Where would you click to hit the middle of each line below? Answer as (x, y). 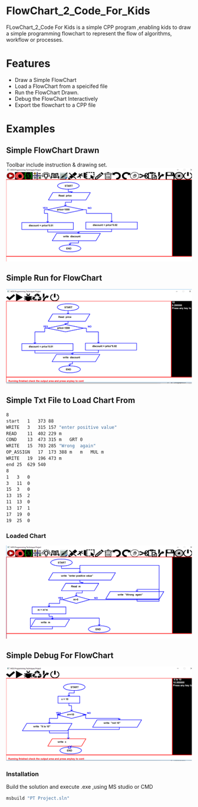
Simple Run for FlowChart (54, 278)
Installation (23, 774)
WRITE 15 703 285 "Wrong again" (51, 446)
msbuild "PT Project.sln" (38, 798)
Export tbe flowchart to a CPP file (55, 105)
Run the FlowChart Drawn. (47, 92)
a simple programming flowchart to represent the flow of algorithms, (89, 33)
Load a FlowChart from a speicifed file (61, 86)
